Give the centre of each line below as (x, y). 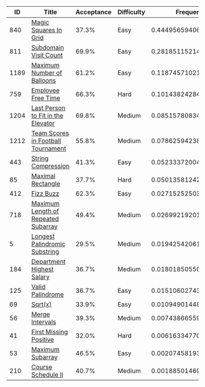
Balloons (44, 80)
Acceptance (93, 12)
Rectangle (46, 184)
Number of (47, 73)
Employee (45, 90)
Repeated (45, 219)
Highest (42, 269)
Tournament (49, 148)
